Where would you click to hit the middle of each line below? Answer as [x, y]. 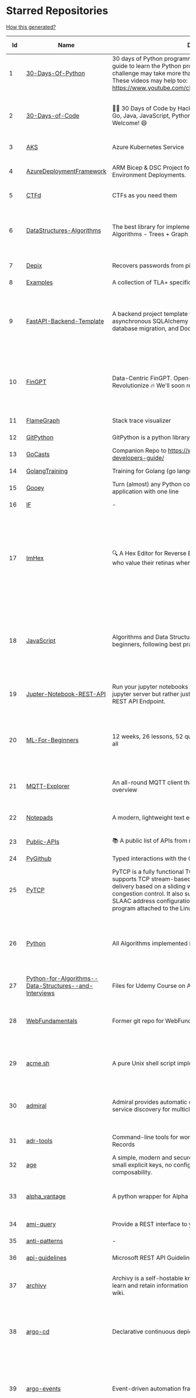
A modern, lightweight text [148, 817]
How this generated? [31, 27]
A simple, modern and [142, 1158]
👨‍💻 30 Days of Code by [144, 108]
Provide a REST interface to [150, 1224]
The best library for [138, 226]
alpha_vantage [46, 1196]
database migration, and [145, 328]
